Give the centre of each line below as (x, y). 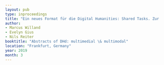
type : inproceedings (26, 14)
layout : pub (17, 10)
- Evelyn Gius (20, 32)
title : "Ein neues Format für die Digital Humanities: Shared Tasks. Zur (82, 19)
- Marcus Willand (23, 28)
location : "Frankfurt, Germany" (38, 46)
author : (13, 23)
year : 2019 (16, 50)
